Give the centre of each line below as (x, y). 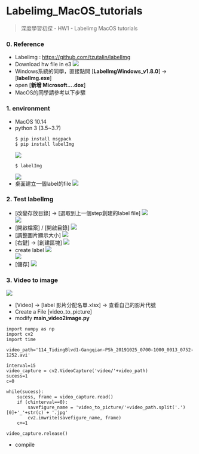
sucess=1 (17, 376)
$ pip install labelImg (45, 144)
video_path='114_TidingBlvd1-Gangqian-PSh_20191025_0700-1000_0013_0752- (100, 350)
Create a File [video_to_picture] (53, 312)
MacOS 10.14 (30, 121)
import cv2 (20, 335)
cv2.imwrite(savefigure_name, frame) (74, 418)
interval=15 (21, 366)
